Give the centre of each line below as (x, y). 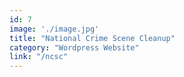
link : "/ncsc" (39, 57)
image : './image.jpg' (54, 29)
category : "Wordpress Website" (74, 47)
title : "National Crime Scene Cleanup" (92, 38)
